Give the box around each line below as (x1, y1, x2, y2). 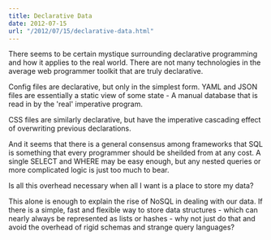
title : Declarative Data (8, 11, 92, 20)
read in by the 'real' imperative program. (8, 99, 144, 109)
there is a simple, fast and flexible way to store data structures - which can (8, 205, 258, 215)
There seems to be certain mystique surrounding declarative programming (8, 49, 258, 59)
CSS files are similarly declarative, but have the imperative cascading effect (8, 115, 261, 125)
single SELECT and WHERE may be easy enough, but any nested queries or (8, 156, 261, 166)
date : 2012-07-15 (8, 19, 67, 28)
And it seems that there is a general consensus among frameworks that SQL (8, 139, 264, 149)
